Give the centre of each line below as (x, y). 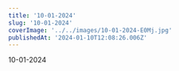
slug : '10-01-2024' (41, 23)
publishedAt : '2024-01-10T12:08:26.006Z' (78, 37)
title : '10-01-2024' (43, 15)
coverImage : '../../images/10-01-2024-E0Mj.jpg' (90, 30)
